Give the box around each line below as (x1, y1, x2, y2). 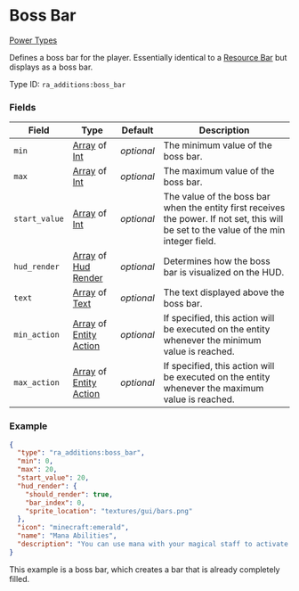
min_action (13, 330, 60, 340)
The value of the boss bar (163, 191, 271, 203)
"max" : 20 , (17, 465, 58, 474)
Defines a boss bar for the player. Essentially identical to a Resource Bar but (9, 52, 287, 62)
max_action (13, 378, 60, 388)
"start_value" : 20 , (17, 473, 90, 482)
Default (121, 124, 154, 136)
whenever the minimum (163, 334, 262, 347)
